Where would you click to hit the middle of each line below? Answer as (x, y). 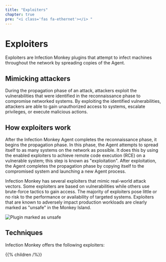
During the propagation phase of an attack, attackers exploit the (71, 91)
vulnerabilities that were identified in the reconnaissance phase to (73, 96)
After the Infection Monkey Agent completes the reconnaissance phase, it (81, 139)
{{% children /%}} (24, 255)
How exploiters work (38, 128)
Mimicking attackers (38, 79)
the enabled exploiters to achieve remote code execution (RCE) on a (75, 155)
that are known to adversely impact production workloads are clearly (76, 202)
